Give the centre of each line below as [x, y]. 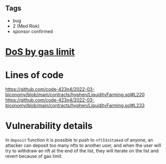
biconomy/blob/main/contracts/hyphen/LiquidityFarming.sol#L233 [75, 105]
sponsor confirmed [33, 31]
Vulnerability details [49, 126]
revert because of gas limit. [34, 156]
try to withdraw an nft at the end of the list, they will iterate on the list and [82, 151]
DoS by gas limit [40, 52]
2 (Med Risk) [26, 26]
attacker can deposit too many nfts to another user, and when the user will [83, 145]
